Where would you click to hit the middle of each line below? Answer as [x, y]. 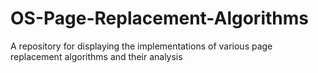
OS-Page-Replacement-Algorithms [159, 18]
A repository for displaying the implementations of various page [141, 46]
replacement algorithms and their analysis [96, 56]
